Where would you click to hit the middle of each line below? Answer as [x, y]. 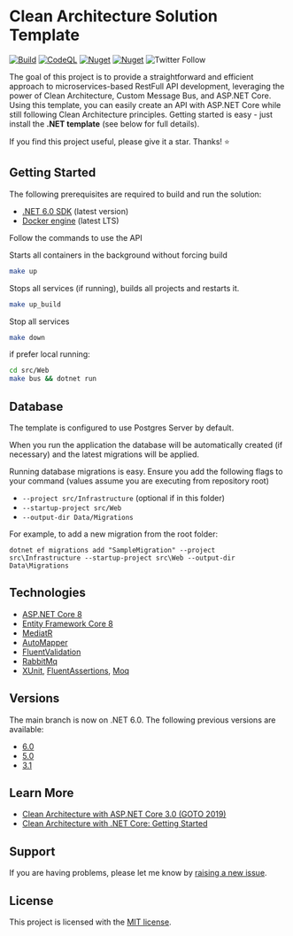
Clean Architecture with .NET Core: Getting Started [115, 824]
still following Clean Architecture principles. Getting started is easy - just [141, 114]
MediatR [37, 633]
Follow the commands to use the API [76, 237]
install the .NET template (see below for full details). [104, 124]
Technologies [48, 593]
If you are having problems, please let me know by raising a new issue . [138, 873]
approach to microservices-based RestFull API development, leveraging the [147, 86]
